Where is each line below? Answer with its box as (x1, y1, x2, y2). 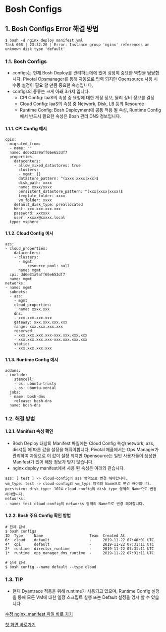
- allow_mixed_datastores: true (14, 163, 81, 168)
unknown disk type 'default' (5, 47, 65, 52)
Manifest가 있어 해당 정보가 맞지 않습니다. (12, 459, 94, 465)
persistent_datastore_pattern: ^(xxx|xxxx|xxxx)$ (18, 189, 123, 194)
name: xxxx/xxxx (18, 184, 52, 189)
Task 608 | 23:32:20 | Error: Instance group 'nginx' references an (5, 42, 150, 47)
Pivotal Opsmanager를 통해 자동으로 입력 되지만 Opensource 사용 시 (23, 76, 158, 82)
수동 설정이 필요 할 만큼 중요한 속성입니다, (12, 82, 93, 88)
